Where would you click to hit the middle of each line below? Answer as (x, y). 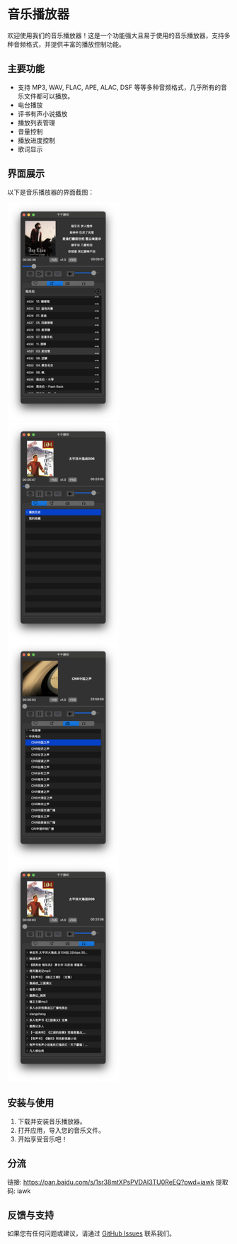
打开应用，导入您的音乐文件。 (61, 1130)
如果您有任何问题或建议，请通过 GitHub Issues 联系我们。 (91, 1233)
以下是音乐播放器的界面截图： (51, 192)
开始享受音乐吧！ (42, 1139)
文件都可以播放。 (49, 96)
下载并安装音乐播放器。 (52, 1121)
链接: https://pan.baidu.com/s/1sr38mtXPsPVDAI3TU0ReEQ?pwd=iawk (111, 1182)
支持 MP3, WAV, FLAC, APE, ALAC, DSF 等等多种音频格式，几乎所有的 (119, 87)
